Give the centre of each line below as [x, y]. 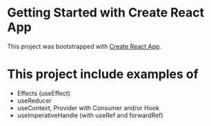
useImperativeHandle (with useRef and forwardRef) [90, 115]
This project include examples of [103, 74]
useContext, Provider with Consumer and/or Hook [88, 107]
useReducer [34, 101]
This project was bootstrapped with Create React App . [84, 46]
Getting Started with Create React [106, 13]
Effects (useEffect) [44, 93]
